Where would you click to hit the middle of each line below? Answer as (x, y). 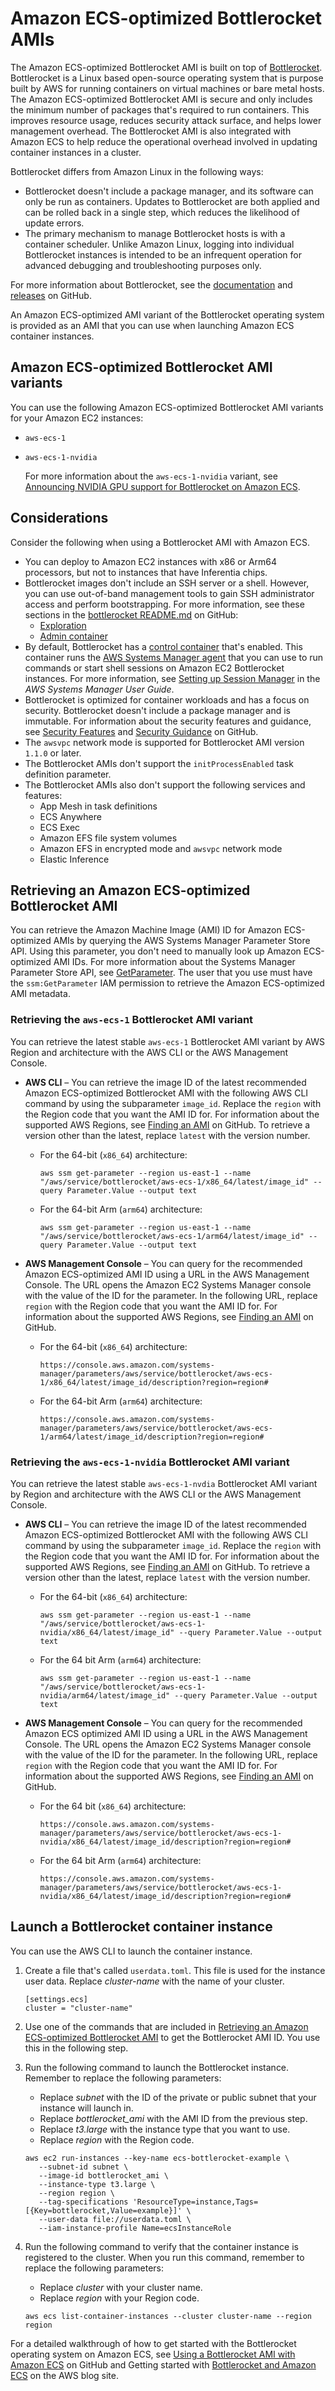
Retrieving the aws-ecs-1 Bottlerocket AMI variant (132, 1020)
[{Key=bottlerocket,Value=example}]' (103, 2210)
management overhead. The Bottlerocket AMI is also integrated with (151, 131)
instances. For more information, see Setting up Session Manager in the (172, 678)
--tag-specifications (83, 2202)
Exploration (63, 625)
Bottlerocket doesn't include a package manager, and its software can (169, 191)
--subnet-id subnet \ (83, 2167)
